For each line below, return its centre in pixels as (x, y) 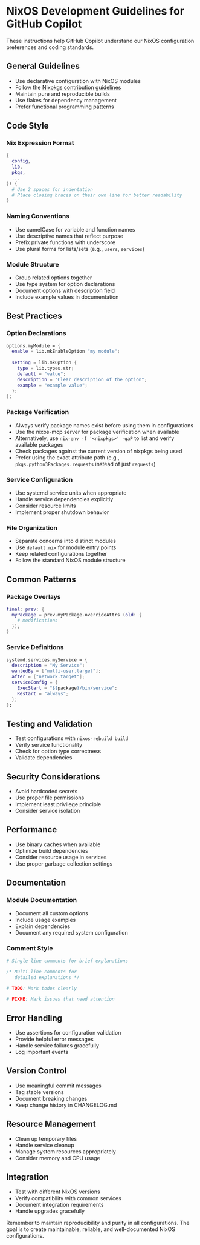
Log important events (41, 1052)
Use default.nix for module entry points (66, 547)
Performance (32, 829)
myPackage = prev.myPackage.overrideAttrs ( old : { (77, 615)
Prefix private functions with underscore (65, 242)
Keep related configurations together (61, 554)
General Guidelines (43, 66)
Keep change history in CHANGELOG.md (66, 1105)
